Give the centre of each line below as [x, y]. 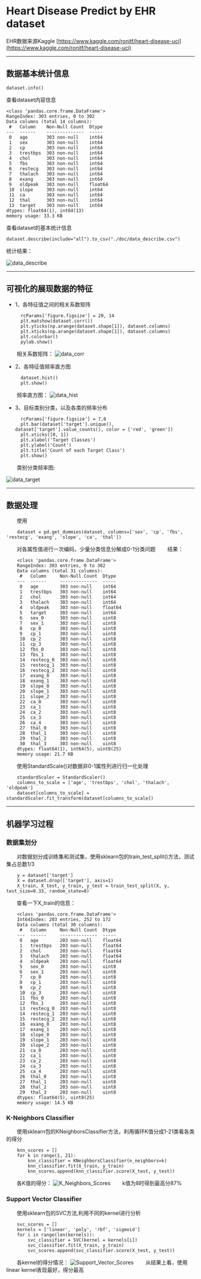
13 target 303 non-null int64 [56, 205]
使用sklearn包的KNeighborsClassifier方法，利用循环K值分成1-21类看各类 [106, 1132]
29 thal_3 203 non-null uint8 [68, 1093]
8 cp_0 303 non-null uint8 [68, 629]
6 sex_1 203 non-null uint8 [68, 972]
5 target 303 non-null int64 [68, 613]
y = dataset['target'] [45, 876]
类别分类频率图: [36, 467]
